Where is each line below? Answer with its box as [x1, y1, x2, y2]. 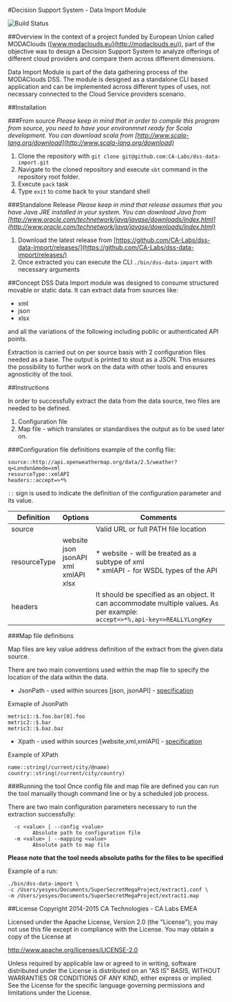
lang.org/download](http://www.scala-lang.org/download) [8, 139, 175, 147]
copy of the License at [8, 932, 72, 941]
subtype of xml [96, 557, 145, 566]
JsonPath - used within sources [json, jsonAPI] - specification [17, 686, 193, 694]
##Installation [8, 103, 47, 111]
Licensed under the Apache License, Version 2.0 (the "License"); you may [8, 918, 218, 926]
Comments [140, 513, 178, 522]
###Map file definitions [8, 632, 74, 640]
